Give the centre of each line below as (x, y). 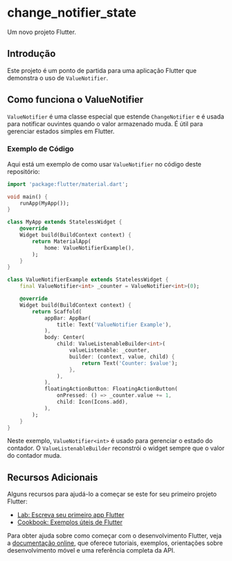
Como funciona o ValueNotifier (75, 100)
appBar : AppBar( (68, 318)
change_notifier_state (72, 13)
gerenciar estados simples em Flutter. (61, 131)
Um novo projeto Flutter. (42, 32)
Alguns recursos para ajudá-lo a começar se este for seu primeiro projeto (112, 494)
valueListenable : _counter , (109, 351)
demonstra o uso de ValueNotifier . (58, 78)
